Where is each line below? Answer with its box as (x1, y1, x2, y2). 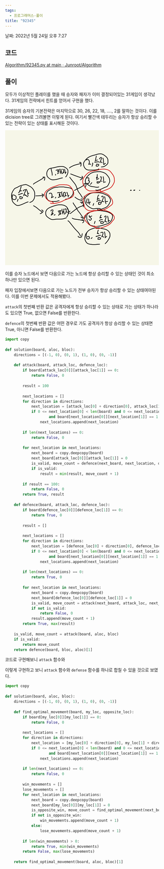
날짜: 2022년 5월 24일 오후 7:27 (5, 33, 67, 39)
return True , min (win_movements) (31, 844, 99, 849)
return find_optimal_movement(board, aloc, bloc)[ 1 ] (14, 860, 123, 865)
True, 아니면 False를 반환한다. (5, 327, 62, 332)
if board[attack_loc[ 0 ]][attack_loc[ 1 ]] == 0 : (22, 368, 119, 373)
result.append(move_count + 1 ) (31, 616, 95, 621)
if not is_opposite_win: (31, 813, 82, 818)
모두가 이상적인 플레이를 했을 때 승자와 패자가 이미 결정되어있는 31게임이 (5, 91, 143, 97)
